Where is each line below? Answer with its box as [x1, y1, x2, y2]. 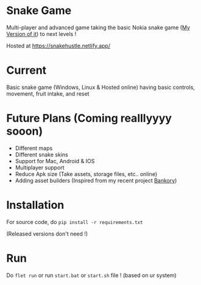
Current [6, 63, 47, 77]
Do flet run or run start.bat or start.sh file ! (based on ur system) [6, 272, 177, 279]
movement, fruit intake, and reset [6, 90, 90, 97]
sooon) [6, 124, 43, 138]
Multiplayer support [15, 164, 65, 171]
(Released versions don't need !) [6, 230, 88, 237]
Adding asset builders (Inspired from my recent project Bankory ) [15, 177, 177, 184]
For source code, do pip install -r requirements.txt [6, 218, 143, 225]
